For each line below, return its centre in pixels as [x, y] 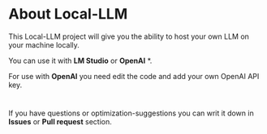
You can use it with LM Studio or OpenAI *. [80, 61]
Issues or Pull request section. [60, 122]
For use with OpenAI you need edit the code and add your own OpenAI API [134, 76]
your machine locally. [44, 44]
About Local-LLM [68, 14]
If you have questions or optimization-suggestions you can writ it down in [131, 113]
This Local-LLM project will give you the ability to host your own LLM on [129, 36]
